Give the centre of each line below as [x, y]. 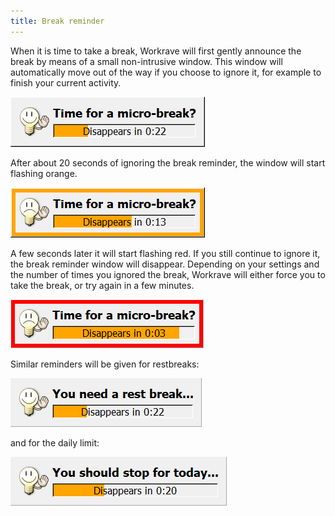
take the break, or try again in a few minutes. [102, 285]
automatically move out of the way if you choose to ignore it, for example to [166, 72]
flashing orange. [44, 173]
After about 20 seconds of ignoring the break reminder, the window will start [168, 162]
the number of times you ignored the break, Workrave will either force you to [168, 274]
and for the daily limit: [55, 442]
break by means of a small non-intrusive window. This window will [146, 61]
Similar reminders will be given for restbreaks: [105, 364]
